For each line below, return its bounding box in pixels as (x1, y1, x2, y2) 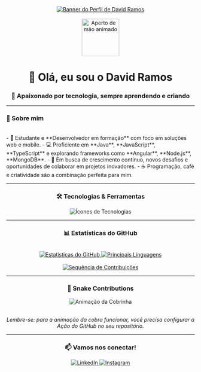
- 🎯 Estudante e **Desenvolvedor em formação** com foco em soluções (6, 134, 187, 141)
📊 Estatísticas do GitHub (63, 229, 138, 237)
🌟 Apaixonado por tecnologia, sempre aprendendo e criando (11, 92, 190, 100)
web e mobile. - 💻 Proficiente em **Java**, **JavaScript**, (6, 141, 156, 148)
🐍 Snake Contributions (67, 284, 134, 292)
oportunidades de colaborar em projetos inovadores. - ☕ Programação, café (6, 163, 194, 170)
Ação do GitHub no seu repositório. (56, 322, 145, 330)
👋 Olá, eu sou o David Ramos (28, 71, 173, 84)
